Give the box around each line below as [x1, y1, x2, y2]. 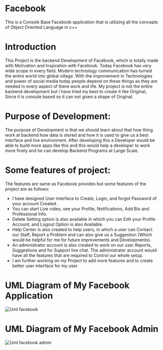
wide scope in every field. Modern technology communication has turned [5, 68, 152, 74]
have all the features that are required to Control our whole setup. [12, 252, 144, 258]
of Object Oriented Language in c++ [5, 24, 78, 30]
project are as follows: [5, 186, 50, 192]
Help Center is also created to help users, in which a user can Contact [12, 226, 153, 232]
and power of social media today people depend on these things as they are [5, 78, 158, 84]
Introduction [5, 41, 56, 53]
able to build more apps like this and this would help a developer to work [5, 142, 150, 148]
